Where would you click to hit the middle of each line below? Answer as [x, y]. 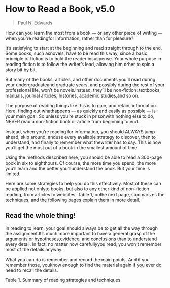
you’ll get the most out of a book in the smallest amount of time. [72, 147]
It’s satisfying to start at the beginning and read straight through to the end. [84, 48]
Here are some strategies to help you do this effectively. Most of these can [83, 183]
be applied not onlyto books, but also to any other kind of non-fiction [77, 189]
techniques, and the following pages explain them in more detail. [73, 200]
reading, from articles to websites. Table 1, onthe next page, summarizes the [85, 194]
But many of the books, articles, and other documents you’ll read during [80, 79]
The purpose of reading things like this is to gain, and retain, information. [81, 105]
